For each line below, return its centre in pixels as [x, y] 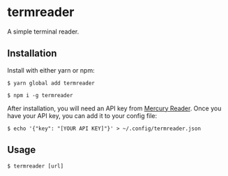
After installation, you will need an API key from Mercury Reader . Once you [114, 108]
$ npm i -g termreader [40, 95]
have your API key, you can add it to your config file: [82, 115]
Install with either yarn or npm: [51, 70]
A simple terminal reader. [43, 31]
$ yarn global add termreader [51, 83]
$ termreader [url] [36, 166]
